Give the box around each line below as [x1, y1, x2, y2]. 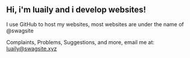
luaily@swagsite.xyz [6, 45, 57, 52]
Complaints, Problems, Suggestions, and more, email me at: [6, 38, 155, 45]
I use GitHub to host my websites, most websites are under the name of [6, 20, 184, 28]
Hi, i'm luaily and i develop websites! [6, 5, 147, 15]
